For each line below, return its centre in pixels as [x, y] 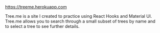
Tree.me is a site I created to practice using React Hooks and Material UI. [79, 16]
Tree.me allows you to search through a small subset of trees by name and [80, 21]
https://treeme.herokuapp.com [36, 7]
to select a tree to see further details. [42, 26]
